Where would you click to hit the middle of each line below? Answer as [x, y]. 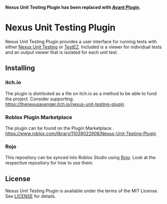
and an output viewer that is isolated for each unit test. [62, 52]
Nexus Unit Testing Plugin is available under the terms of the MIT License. [82, 191]
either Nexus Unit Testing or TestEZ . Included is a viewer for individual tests [83, 47]
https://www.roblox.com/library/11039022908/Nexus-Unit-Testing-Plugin [81, 133]
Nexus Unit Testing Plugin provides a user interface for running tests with [81, 41]
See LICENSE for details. [31, 196]
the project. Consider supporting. [40, 99]
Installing [20, 68]
